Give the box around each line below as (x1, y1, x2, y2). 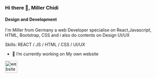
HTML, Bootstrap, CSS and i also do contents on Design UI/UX (5, 32, 130, 38)
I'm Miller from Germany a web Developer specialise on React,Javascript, (5, 27, 152, 33)
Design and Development (5, 16, 57, 22)
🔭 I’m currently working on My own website (12, 51, 99, 57)
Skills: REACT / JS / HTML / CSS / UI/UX (5, 42, 86, 47)
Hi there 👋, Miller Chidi (5, 4, 59, 11)
